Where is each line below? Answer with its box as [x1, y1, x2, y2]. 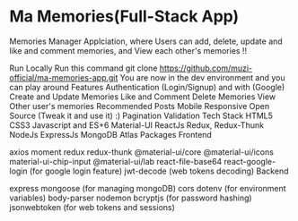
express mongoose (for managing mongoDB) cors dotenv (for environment [9, 183, 286, 193]
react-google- [223, 156, 276, 166]
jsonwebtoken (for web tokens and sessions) [9, 201, 175, 212]
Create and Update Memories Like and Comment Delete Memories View [9, 91, 276, 102]
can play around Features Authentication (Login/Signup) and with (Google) [9, 81, 285, 92]
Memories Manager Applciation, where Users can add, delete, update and [9, 36, 283, 47]
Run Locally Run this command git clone [9, 63, 158, 73]
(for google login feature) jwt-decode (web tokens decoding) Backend [29, 166, 289, 176]
